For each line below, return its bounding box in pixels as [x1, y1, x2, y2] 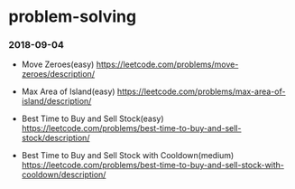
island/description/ [21, 96, 92, 107]
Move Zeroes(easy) [21, 59, 95, 70]
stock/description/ [21, 133, 90, 144]
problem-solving [8, 6, 137, 27]
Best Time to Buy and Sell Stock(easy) [21, 113, 164, 124]
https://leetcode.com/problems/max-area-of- [116, 86, 286, 97]
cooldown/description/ [21, 169, 106, 180]
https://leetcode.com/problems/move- [96, 59, 239, 70]
